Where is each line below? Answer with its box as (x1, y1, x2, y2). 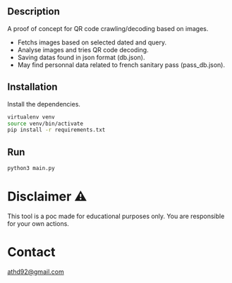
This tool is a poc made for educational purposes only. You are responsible (7, 212, 225, 220)
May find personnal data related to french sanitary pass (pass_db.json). (17, 60, 226, 69)
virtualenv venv (7, 113, 55, 121)
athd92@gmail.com (7, 267, 65, 276)
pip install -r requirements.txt (7, 126, 106, 133)
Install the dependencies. (7, 100, 81, 108)
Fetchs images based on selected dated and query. (17, 38, 167, 47)
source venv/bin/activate (7, 120, 83, 127)
